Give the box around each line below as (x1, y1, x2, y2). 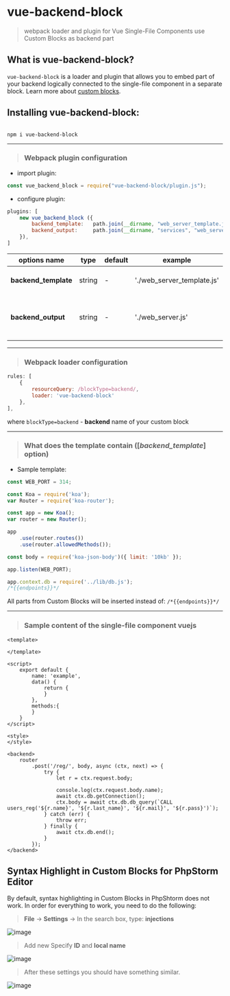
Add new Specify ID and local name (23, 942, 126, 950)
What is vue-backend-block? (7, 54, 135, 66)
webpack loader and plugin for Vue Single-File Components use (23, 27, 205, 35)
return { (43, 684, 69, 691)
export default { (19, 666, 69, 673)
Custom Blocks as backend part (23, 34, 114, 42)
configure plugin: (16, 194, 66, 203)
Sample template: (16, 465, 67, 473)
